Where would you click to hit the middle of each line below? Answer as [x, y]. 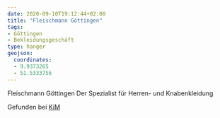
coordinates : [33, 60]
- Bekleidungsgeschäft [41, 40]
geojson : [20, 54]
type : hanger [27, 47]
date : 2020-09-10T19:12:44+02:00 [57, 14]
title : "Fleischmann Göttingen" [55, 20]
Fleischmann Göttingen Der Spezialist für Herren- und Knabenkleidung [110, 93]
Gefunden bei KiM [34, 107]
